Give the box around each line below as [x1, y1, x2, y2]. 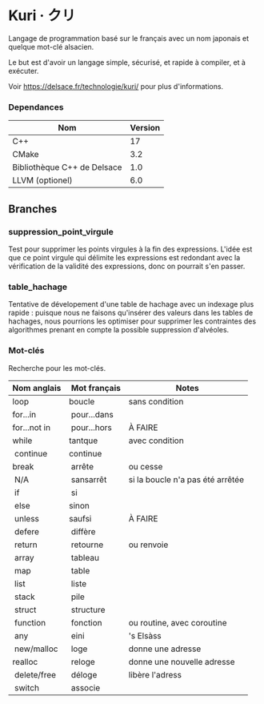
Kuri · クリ [8, 6, 76, 25]
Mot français [70, 382, 122, 393]
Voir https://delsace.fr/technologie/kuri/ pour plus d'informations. [8, 81, 224, 91]
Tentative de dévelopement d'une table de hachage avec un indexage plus [8, 300, 254, 309]
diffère [70, 525, 96, 537]
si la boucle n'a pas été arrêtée [128, 473, 245, 485]
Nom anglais [12, 382, 62, 393]
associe [70, 682, 101, 693]
